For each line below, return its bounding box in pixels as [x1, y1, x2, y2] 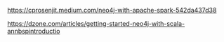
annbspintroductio [7, 27, 60, 35]
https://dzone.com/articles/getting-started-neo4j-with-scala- [7, 20, 185, 27]
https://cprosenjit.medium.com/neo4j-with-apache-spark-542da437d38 [7, 6, 217, 14]
